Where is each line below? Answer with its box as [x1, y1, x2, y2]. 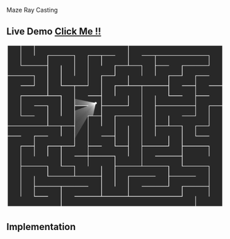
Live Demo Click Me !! [6, 25, 101, 37]
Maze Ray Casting [6, 6, 58, 14]
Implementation [6, 221, 76, 233]
